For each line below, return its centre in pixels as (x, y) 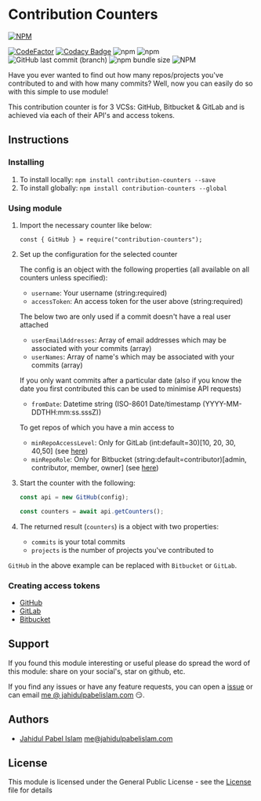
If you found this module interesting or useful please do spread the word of (129, 663)
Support (29, 644)
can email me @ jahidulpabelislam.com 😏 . (76, 695)
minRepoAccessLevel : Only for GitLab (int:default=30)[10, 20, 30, (134, 442)
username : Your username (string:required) (99, 293)
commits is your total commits (78, 541)
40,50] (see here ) (60, 451)
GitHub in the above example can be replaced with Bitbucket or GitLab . (123, 565)
